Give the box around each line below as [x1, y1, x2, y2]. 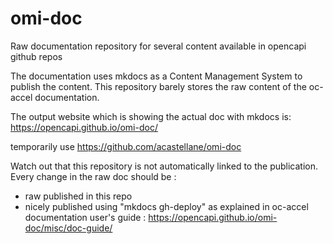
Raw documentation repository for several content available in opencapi [10, 40, 307, 52]
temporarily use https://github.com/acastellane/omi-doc [10, 140, 242, 152]
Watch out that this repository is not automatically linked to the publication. [10, 160, 319, 172]
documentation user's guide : [24, 211, 147, 223]
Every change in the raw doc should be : [10, 170, 177, 182]
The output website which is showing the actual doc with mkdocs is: [10, 110, 292, 122]
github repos [10, 50, 63, 62]
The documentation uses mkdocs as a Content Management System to [10, 70, 303, 82]
